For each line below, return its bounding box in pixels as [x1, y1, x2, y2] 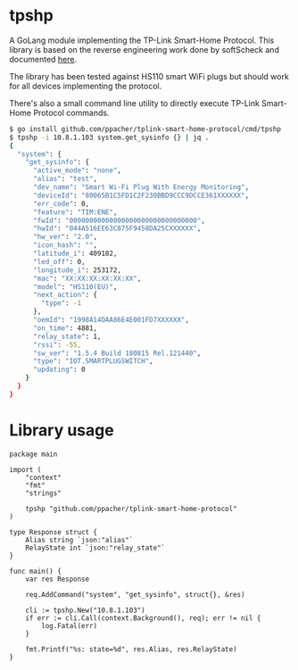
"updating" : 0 [32, 365, 87, 375]
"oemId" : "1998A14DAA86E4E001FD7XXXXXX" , [32, 316, 190, 325]
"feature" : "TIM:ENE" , [32, 207, 118, 217]
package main [9, 450, 58, 459]
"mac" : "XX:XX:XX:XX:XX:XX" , [32, 274, 142, 283]
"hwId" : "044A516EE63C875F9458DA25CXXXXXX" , [32, 224, 202, 233]
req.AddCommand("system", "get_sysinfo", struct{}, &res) [25, 590, 245, 599]
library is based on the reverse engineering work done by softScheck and [9, 44, 279, 54]
